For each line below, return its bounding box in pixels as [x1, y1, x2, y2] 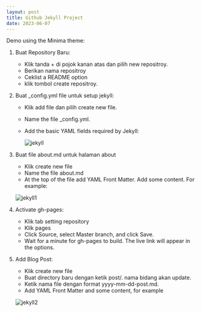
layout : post [6, 9, 40, 15]
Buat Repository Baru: [15, 49, 71, 56]
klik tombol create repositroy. [24, 80, 98, 87]
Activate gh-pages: [15, 206, 64, 214]
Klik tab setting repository [24, 218, 90, 225]
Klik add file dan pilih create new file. [24, 104, 117, 111]
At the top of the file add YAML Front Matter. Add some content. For [24, 176, 195, 183]
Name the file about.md [24, 169, 84, 177]
